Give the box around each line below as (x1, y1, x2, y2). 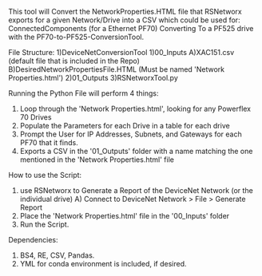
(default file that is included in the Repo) (8, 56, 140, 65)
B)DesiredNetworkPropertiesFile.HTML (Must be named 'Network (8, 65, 225, 74)
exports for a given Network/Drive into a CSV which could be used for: (8, 15, 241, 25)
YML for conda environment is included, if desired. (19, 259, 187, 268)
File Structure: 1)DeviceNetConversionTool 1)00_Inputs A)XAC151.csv (8, 48, 235, 57)
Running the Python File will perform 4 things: (8, 89, 159, 98)
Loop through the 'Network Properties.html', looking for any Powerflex (19, 104, 252, 113)
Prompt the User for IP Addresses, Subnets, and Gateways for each (19, 129, 242, 139)
